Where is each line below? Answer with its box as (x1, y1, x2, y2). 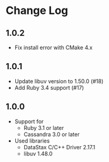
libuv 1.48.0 (23, 150, 53, 157)
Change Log (5, 4, 68, 18)
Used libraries (14, 137, 50, 144)
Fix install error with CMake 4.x (14, 44, 93, 51)
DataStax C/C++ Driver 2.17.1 (23, 143, 96, 150)
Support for (14, 118, 44, 125)
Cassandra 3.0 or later (23, 130, 80, 138)
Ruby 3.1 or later (23, 124, 65, 131)
